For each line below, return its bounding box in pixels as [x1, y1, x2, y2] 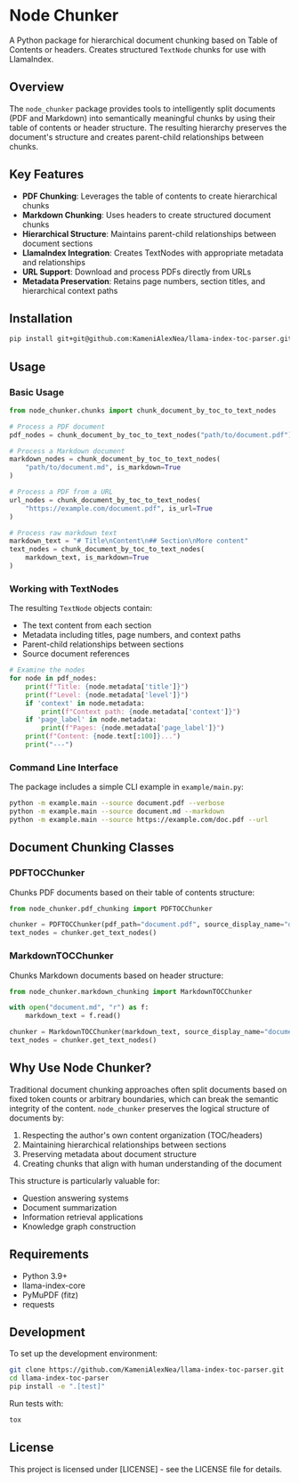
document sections [21, 238, 93, 249]
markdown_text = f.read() [25, 1012, 122, 1021]
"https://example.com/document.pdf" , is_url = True [25, 504, 214, 513]
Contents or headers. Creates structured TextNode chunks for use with [9, 44, 267, 54]
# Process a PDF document [9, 422, 105, 431]
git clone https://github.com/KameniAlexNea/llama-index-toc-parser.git [9, 1365, 285, 1374]
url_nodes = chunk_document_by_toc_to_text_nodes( [9, 495, 201, 504]
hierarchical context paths [21, 285, 118, 296]
